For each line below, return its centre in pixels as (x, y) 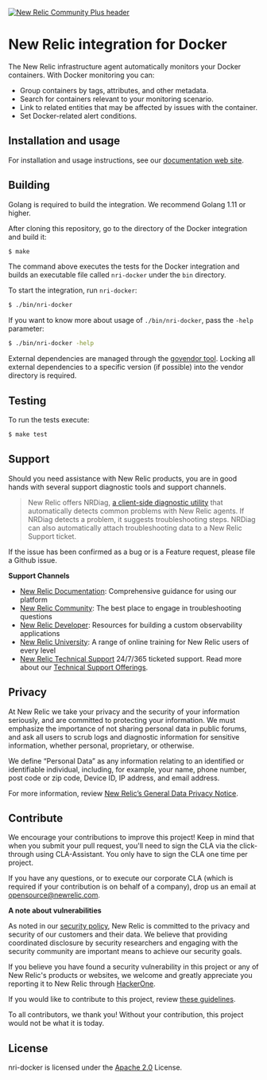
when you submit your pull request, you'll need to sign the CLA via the (123, 846)
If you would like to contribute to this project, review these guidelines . (122, 999)
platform (33, 599)
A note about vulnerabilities (55, 911)
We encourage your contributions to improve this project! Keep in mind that (131, 838)
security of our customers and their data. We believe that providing (118, 935)
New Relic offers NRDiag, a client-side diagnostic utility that (125, 502)
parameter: (27, 329)
